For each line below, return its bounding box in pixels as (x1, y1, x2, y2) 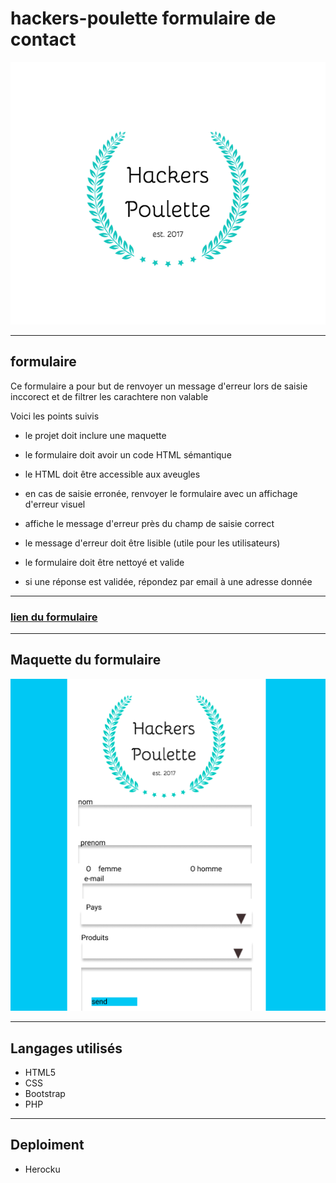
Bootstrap (24, 1087, 66, 1099)
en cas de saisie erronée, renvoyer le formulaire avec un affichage (24, 487, 298, 499)
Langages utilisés (10, 1040, 123, 1057)
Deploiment (10, 1137, 85, 1154)
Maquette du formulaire (10, 652, 162, 669)
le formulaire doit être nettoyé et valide (24, 556, 185, 568)
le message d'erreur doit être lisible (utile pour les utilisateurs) (24, 537, 281, 549)
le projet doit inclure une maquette (24, 429, 167, 441)
